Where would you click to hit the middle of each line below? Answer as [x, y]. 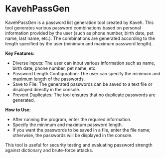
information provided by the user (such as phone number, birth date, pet [79, 33]
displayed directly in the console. [46, 89]
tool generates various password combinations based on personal [73, 27]
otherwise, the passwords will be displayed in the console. [72, 135]
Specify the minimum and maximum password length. [68, 125]
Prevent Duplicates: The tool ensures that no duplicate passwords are [84, 95]
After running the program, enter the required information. [72, 119]
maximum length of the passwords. [49, 79]
